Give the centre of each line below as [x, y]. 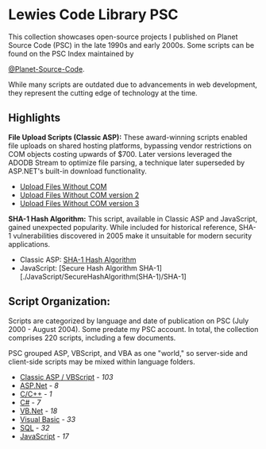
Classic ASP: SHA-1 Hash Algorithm [78, 260]
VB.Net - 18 [39, 411]
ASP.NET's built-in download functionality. [77, 171]
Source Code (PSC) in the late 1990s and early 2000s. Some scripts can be [131, 45]
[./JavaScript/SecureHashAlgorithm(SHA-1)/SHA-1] [103, 276]
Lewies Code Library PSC [93, 15]
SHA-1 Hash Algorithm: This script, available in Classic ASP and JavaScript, [133, 219]
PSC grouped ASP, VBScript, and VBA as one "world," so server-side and [128, 353]
